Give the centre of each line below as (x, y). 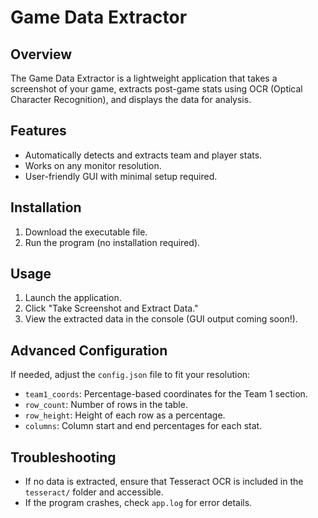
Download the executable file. (86, 232)
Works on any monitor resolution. (93, 165)
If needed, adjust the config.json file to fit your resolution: (130, 375)
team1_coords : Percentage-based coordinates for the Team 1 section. (166, 394)
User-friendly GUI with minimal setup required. (121, 176)
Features (38, 131)
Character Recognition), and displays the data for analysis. (131, 99)
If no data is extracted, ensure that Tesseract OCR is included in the (164, 482)
